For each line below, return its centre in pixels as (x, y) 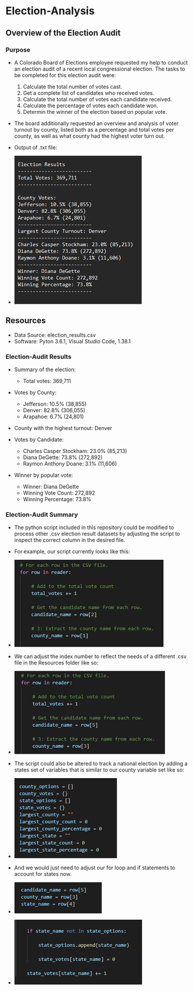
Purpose (18, 50)
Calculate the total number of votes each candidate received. (97, 99)
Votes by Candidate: (39, 439)
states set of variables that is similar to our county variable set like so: (99, 770)
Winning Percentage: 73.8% (57, 499)
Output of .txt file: (35, 147)
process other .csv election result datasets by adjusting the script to (97, 534)
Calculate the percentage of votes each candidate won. (90, 106)
